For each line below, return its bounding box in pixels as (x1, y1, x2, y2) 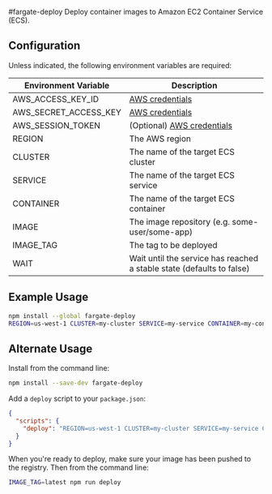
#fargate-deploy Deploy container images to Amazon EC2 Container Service (8, 7, 264, 16)
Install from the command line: (8, 363, 110, 373)
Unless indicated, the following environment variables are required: (8, 60, 232, 70)
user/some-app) (129, 226, 193, 238)
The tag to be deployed (129, 239, 218, 251)
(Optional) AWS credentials (129, 119, 233, 131)
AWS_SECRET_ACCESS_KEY (12, 106, 121, 118)
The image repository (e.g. (129, 216, 231, 227)
